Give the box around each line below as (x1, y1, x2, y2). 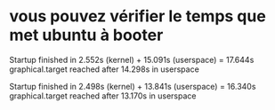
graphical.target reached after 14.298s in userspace (9, 64, 200, 75)
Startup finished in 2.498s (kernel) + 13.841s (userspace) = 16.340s (9, 81, 256, 91)
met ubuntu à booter (9, 25, 164, 45)
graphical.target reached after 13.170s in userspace (9, 90, 197, 101)
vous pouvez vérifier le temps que (9, 6, 267, 27)
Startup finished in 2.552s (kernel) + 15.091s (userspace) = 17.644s (9, 54, 255, 65)
